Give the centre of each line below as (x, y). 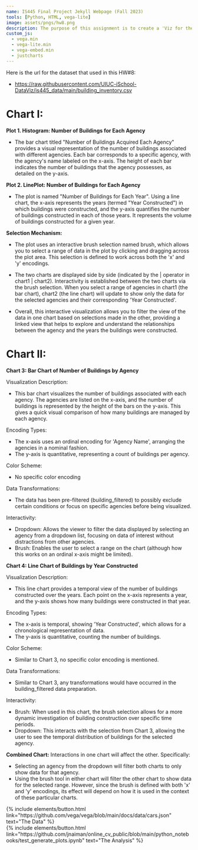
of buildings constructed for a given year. (65, 221)
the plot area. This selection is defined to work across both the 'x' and (100, 257)
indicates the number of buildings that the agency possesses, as (93, 167)
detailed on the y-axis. (42, 173)
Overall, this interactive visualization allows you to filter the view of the (100, 311)
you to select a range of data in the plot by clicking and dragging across (102, 251)
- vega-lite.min (31, 45)
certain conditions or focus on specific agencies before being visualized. (103, 506)
